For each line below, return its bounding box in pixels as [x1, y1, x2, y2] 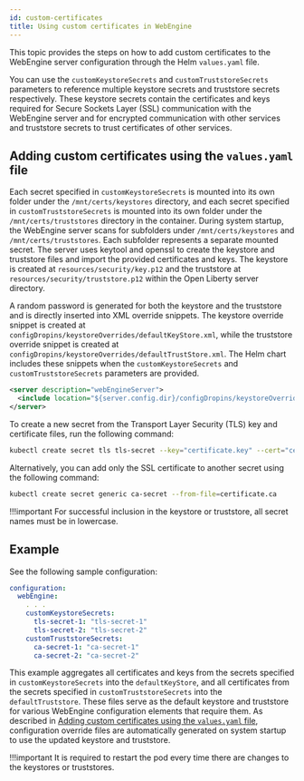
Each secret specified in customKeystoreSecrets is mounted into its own [9, 187, 275, 198]
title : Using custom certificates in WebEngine [9, 22, 193, 31]
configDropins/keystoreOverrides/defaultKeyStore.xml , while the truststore [9, 329, 293, 340]
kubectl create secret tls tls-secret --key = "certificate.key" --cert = [9, 445, 285, 454]
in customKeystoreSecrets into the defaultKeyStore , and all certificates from [9, 677, 290, 688]
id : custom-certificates [9, 13, 103, 23]
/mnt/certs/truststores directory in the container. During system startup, [9, 215, 284, 227]
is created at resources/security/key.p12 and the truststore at [9, 264, 242, 275]
